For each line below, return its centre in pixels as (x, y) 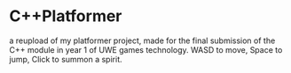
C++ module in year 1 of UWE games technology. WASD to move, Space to (146, 49)
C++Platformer (66, 16)
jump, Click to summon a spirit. (66, 59)
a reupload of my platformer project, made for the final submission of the (142, 40)
